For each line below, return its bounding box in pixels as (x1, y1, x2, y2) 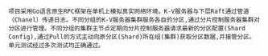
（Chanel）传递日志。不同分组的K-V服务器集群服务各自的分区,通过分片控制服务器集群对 (8, 16, 260, 24)
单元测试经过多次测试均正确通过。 (8, 42, 105, 50)
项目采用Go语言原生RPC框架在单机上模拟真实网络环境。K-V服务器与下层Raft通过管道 (8, 7, 249, 15)
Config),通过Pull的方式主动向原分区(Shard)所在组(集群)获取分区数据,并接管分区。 (8, 33, 256, 41)
